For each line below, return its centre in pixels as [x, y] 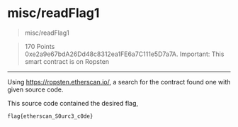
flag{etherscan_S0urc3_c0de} [50, 116]
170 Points [40, 46]
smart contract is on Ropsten [67, 61]
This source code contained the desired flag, [73, 103]
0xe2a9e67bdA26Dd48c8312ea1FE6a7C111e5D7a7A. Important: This [124, 54]
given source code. [35, 89]
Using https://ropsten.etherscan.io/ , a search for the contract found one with [119, 82]
